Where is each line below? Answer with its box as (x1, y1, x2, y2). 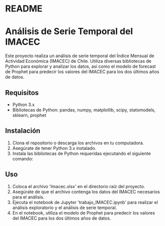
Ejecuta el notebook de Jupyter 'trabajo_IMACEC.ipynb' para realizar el (12, 199, 158, 205)
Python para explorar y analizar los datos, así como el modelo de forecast (5, 63, 156, 70)
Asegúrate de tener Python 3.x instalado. (12, 145, 96, 151)
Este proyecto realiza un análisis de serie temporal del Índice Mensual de (5, 53, 155, 59)
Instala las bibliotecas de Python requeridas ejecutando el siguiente (12, 150, 151, 156)
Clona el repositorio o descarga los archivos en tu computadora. (12, 140, 144, 146)
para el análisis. (12, 194, 45, 200)
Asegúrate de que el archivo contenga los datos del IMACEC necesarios (12, 189, 160, 195)
